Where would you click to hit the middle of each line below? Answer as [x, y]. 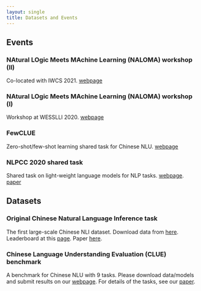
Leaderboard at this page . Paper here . [54, 238]
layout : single [26, 12]
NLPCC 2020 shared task [45, 162]
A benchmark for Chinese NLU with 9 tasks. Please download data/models [100, 275]
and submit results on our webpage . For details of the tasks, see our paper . [101, 282]
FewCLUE [21, 133]
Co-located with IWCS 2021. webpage [54, 81]
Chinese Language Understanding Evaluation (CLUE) [86, 254]
